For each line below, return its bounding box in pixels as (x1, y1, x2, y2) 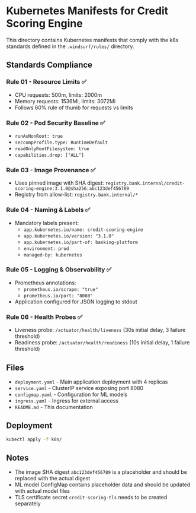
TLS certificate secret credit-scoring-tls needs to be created (14, 494, 168, 501)
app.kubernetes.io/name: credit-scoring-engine (23, 227, 143, 233)
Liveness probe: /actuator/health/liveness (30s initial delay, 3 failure (14, 327, 186, 334)
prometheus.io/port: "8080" (23, 293, 93, 299)
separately (14, 500, 41, 507)
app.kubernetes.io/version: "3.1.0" (23, 233, 114, 239)
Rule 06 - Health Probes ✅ (6, 313, 83, 321)
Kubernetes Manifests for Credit (6, 4, 169, 18)
